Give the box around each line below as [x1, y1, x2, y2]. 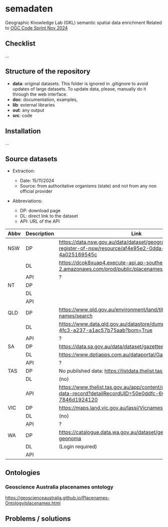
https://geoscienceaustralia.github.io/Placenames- [5, 494, 110, 500]
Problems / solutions [5, 514, 71, 523]
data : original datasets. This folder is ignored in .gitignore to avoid [12, 81, 148, 87]
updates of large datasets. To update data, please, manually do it [12, 86, 146, 92]
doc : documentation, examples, [12, 96, 78, 103]
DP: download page [19, 208, 61, 214]
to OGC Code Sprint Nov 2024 [5, 25, 68, 31]
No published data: [58, 367, 103, 374]
